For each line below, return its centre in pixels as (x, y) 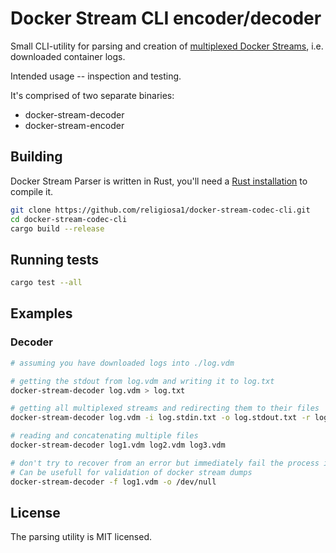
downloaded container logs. (68, 56)
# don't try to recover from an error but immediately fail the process (165, 463)
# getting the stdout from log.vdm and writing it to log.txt (142, 381)
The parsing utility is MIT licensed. (81, 537)
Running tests (55, 259)
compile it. (32, 191)
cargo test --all (46, 283)
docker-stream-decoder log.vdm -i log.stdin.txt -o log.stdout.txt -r (160, 418)
